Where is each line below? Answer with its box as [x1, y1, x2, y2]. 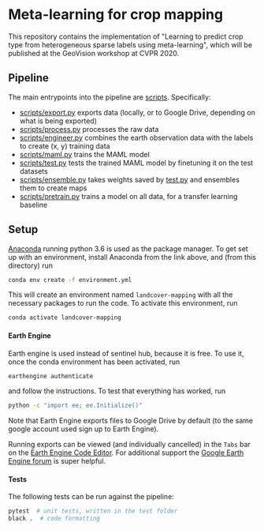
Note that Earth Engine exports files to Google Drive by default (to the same [8, 416, 254, 426]
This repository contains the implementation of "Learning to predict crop [8, 32, 244, 41]
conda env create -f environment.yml [8, 276, 132, 284]
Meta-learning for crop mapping [8, 6, 223, 24]
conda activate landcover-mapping [8, 314, 122, 321]
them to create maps [19, 183, 87, 193]
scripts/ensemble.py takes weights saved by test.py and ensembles [19, 175, 240, 184]
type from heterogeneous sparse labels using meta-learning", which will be [8, 39, 253, 49]
